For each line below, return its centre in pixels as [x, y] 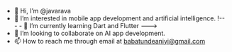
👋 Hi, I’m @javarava [42, 11]
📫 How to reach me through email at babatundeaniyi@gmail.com [110, 41]
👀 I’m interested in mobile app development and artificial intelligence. [115, 18]
